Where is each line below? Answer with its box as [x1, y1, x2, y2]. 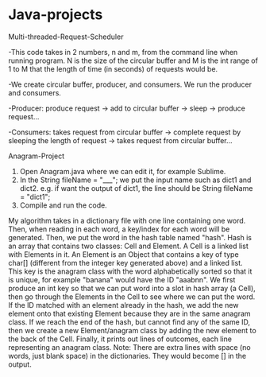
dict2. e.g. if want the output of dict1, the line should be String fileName [19, 183, 253, 192]
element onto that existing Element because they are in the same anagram [8, 309, 252, 318]
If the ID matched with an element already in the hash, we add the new [8, 300, 239, 309]
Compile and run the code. [19, 200, 107, 210]
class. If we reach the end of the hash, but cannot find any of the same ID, [8, 317, 251, 327]
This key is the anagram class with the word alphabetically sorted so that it [8, 266, 253, 276]
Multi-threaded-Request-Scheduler [8, 32, 124, 41]
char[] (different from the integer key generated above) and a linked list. [8, 258, 244, 267]
